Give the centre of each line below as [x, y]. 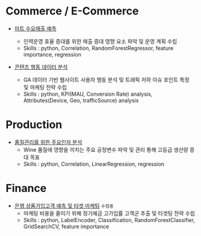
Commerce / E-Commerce [72, 11]
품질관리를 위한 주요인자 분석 [48, 142]
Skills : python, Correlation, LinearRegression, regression [94, 164]
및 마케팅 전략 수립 [45, 87]
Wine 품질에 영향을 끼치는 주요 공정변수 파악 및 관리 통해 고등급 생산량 [106, 149]
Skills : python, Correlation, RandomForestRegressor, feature [98, 48]
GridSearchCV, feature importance [66, 226]
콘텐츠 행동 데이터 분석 [41, 67]
